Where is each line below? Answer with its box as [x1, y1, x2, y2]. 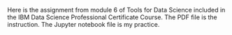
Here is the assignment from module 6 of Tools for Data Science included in [7, 6, 226, 14]
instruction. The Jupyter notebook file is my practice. [7, 21, 160, 28]
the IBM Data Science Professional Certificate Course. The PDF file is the [7, 13, 218, 21]
